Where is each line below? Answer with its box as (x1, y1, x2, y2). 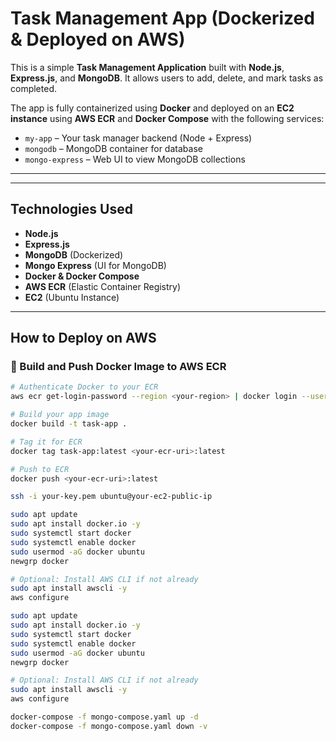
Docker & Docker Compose (24, 270, 140, 282)
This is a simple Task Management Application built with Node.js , (10, 61, 285, 73)
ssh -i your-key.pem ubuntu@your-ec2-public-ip (10, 492, 213, 502)
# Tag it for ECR (10, 437, 83, 447)
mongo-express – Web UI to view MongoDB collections (24, 153, 246, 165)
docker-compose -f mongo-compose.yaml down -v (10, 721, 208, 731)
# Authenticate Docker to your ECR (10, 382, 159, 392)
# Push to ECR (10, 464, 70, 474)
